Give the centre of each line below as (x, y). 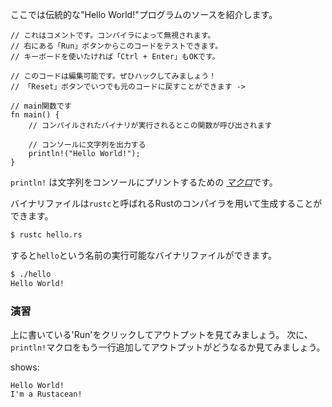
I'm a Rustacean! (46, 394)
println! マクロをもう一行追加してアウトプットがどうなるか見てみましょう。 (168, 347)
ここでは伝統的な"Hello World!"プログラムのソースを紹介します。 (142, 14)
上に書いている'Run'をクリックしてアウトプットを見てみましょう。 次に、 (161, 334)
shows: (25, 367)
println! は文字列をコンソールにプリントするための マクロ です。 (144, 182)
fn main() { (35, 115)
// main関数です (41, 106)
